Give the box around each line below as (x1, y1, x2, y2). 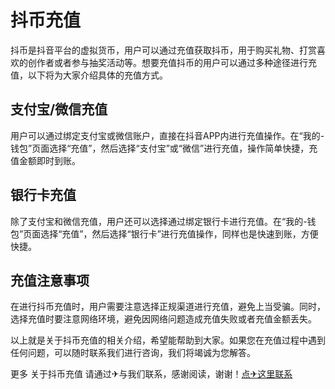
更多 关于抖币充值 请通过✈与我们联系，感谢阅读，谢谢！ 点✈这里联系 (10, 368, 293, 380)
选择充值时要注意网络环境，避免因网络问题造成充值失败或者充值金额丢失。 (10, 313, 317, 325)
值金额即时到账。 (10, 154, 81, 166)
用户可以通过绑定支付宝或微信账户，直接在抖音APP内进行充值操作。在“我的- (10, 129, 325, 141)
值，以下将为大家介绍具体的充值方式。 (10, 69, 168, 81)
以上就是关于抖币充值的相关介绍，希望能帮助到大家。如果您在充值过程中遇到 (10, 334, 326, 346)
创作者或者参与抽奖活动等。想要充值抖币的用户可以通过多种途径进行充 (27, 56, 317, 68)
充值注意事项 (10, 272, 90, 289)
